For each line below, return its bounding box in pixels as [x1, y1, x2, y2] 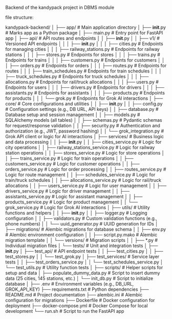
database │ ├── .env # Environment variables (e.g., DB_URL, [5, 281, 134, 287]
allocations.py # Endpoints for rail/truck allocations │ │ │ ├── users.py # [5, 79, 159, 85]
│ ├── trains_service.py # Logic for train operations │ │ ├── [5, 155, 134, 161]
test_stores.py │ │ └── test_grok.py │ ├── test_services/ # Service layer [5, 254, 160, 259]
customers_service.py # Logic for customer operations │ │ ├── [5, 161, 140, 166]
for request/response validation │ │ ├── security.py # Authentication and [5, 123, 160, 128]
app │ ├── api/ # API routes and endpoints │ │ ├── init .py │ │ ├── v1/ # [5, 35, 160, 41]
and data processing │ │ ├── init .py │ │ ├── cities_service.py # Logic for [5, 139, 162, 145]
